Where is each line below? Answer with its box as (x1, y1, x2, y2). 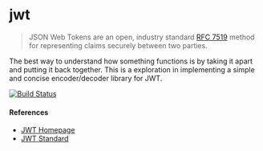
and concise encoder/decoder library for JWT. (9, 73, 163, 83)
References (9, 107, 49, 117)
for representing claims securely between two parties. (28, 40, 208, 50)
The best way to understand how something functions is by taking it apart (9, 56, 253, 66)
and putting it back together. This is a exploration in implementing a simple (9, 64, 255, 74)
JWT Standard (20, 134, 69, 144)
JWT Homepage (20, 125, 75, 135)
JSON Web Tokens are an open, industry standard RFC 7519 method (28, 32, 255, 42)
